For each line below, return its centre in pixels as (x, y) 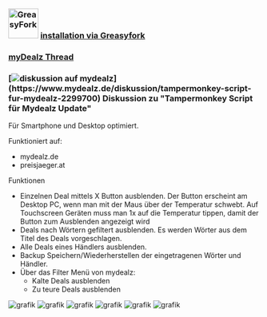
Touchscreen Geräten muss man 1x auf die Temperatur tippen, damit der (139, 213)
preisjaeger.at (42, 165)
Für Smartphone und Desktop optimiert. (74, 126)
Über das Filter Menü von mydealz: (78, 272)
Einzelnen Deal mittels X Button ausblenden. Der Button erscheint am (133, 196)
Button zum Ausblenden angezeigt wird (85, 222)
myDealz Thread (41, 57)
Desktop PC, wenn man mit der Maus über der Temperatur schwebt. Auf (139, 204)
